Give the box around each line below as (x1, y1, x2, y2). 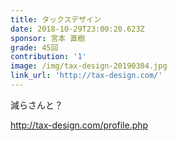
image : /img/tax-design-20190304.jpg (10, 61, 168, 71)
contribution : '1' (10, 52, 87, 62)
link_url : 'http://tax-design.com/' (10, 71, 163, 81)
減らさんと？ (10, 99, 63, 111)
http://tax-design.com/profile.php (10, 119, 149, 131)
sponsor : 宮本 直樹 (10, 33, 86, 43)
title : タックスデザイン (10, 14, 102, 25)
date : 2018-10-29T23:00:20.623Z (10, 24, 145, 34)
